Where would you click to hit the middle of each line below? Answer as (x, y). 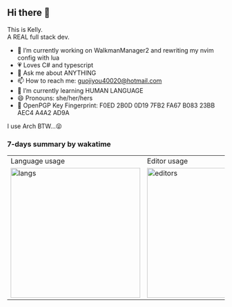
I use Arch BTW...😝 (35, 126)
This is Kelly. (25, 29)
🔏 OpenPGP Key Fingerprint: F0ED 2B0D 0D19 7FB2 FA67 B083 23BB (116, 105)
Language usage (38, 161)
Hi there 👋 (29, 13)
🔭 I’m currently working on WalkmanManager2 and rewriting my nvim (115, 50)
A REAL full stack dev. (38, 37)
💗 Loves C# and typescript (55, 65)
